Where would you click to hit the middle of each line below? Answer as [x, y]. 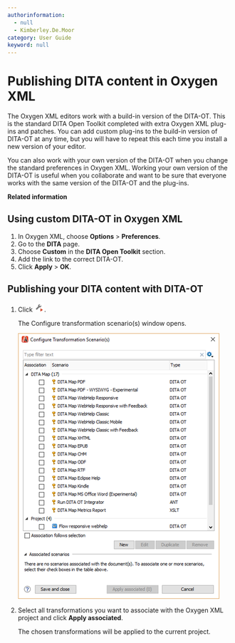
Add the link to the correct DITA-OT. [70, 259]
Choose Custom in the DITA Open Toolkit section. [92, 251]
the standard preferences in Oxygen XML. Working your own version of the [117, 168]
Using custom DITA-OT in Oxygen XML [95, 219]
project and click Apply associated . [70, 617]
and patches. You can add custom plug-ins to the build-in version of [117, 131]
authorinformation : [36, 15]
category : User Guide [40, 38]
